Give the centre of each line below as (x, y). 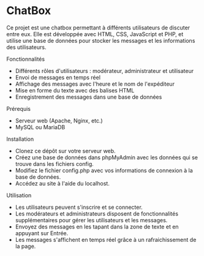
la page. (25, 246)
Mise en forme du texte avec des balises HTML (75, 90)
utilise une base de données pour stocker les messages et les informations (101, 40)
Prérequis (18, 108)
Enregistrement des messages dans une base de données (89, 97)
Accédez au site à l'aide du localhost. (62, 183)
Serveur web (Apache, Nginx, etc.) (59, 121)
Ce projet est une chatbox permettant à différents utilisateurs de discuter (98, 28)
